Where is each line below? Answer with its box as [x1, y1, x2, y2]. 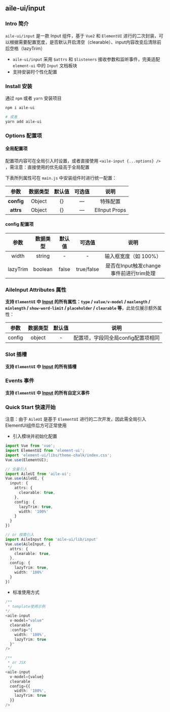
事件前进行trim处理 [110, 269, 156, 276]
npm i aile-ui [5, 105, 35, 110]
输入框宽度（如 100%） [104, 253, 162, 260]
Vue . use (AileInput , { [5, 541, 51, 546]
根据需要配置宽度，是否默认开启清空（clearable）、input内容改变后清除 [9, 39, 157, 45]
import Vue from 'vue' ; [5, 443, 56, 449]
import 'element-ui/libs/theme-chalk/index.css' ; [5, 453, 112, 458]
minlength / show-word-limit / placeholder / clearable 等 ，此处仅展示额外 [5, 305, 158, 311]
